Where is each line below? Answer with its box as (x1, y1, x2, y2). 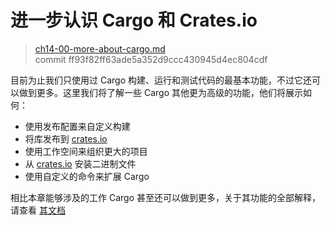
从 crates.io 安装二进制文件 (24, 157, 137, 170)
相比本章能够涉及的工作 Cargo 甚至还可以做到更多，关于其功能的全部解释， (10, 191, 321, 203)
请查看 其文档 (10, 204, 66, 216)
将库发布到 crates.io (24, 132, 108, 145)
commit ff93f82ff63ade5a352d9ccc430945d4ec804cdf (34, 53, 268, 65)
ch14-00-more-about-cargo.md (34, 42, 166, 55)
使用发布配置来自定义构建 (24, 120, 131, 132)
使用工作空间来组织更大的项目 (24, 145, 148, 157)
